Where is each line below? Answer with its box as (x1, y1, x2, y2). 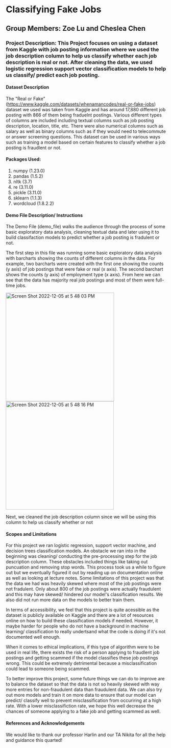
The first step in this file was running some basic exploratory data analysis (6, 250, 162, 256)
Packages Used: (6, 156, 41, 163)
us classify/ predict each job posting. (6, 71, 100, 78)
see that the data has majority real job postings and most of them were (6, 277, 155, 283)
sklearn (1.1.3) (13, 195, 42, 201)
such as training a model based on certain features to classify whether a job (6, 139, 165, 145)
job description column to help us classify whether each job (6, 52, 157, 59)
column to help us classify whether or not (6, 519, 93, 525)
